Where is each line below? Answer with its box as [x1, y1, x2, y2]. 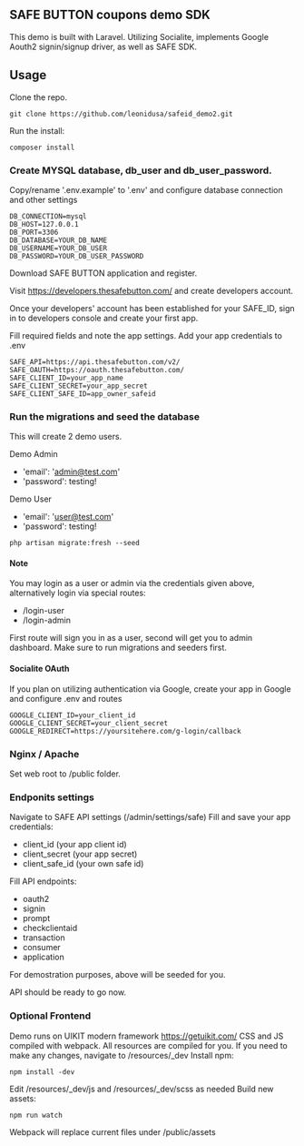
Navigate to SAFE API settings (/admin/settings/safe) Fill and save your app [9, 812, 291, 823]
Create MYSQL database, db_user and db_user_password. [9, 164, 272, 177]
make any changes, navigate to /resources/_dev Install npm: [9, 1050, 234, 1060]
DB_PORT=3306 [9, 228, 59, 237]
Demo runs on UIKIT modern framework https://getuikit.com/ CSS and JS [9, 1030, 284, 1041]
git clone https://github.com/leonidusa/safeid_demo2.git [9, 109, 233, 118]
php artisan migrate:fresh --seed [9, 539, 141, 548]
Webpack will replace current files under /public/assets [9, 1126, 216, 1137]
